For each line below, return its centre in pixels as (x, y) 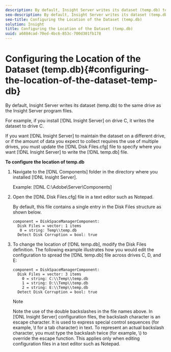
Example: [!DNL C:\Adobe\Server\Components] (62, 187)
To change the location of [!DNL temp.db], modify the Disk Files (79, 244)
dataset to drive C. (25, 126)
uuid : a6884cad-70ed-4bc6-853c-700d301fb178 (53, 34)
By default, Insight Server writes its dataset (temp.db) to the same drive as (83, 105)
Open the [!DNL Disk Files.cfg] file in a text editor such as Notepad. (83, 197)
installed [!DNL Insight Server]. (45, 177)
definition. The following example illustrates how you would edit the (83, 249)
